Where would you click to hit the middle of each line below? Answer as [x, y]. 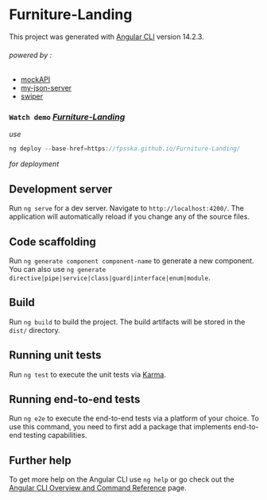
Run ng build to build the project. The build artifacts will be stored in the [127, 322]
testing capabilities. [55, 436]
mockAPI [35, 79]
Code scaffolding [52, 241]
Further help [41, 460]
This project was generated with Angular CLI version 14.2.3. [107, 37]
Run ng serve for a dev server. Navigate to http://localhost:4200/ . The [127, 208]
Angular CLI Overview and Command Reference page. [98, 488]
